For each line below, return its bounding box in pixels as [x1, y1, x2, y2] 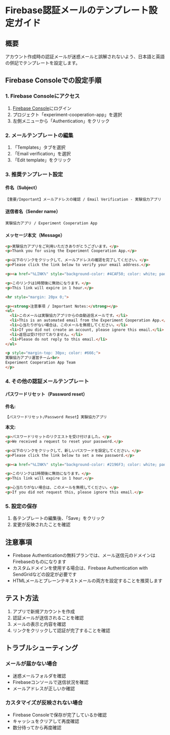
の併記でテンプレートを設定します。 [5, 60, 80, 66]
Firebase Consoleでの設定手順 [5, 76, 102, 85]
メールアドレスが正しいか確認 [12, 685, 75, 691]
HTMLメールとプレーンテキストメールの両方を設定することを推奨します [12, 578, 163, 584]
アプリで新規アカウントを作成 [12, 608, 75, 614]
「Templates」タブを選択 [12, 144, 66, 150]
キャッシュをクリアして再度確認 [12, 718, 79, 724]
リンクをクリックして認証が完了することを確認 [12, 627, 110, 633]
